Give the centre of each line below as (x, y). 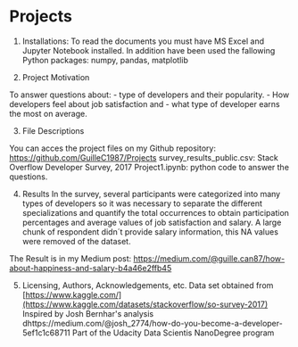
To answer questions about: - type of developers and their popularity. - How (149, 95)
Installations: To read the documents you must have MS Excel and (143, 41)
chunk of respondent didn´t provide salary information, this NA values (150, 231)
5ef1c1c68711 (46, 333)
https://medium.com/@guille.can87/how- (209, 258)
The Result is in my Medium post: (70, 258)
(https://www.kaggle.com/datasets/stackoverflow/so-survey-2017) (145, 304)
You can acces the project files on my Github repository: (113, 148)
